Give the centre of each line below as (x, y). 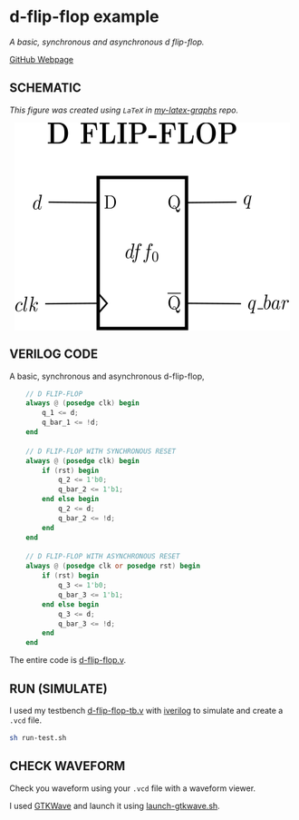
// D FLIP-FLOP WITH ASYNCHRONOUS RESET (103, 557)
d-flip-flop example (85, 17)
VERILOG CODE (53, 355)
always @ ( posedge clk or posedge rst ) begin (113, 566)
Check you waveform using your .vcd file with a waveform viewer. (133, 788)
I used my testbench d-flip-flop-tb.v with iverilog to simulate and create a (146, 711)
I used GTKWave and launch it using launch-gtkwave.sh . (115, 805)
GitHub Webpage (42, 59)
